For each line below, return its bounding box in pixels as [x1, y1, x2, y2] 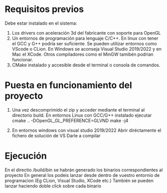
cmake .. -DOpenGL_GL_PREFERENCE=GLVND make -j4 [12, 117, 129, 124]
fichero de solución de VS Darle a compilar [12, 132, 101, 139]
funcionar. [12, 56, 33, 62]
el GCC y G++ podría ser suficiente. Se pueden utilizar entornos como [12, 40, 157, 46]
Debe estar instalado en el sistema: [5, 20, 77, 26]
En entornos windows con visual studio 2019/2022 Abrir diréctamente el [12, 127, 161, 133]
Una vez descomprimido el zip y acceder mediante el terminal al [12, 107, 145, 113]
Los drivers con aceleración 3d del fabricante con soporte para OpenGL [12, 30, 161, 36]
